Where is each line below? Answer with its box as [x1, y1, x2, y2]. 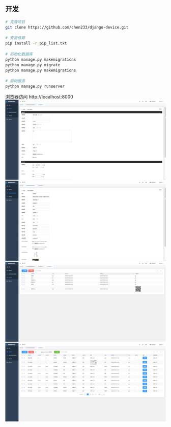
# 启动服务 [5, 79, 25, 84]
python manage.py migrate [5, 62, 60, 67]
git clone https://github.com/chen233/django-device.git [5, 24, 129, 30]
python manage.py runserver [5, 84, 65, 89]
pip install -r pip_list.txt [5, 41, 67, 46]
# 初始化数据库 [5, 52, 33, 57]
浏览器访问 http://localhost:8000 [5, 94, 74, 100]
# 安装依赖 [5, 35, 25, 41]
